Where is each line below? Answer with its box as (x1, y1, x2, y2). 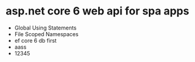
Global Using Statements (14, 24, 77, 31)
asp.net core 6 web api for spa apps (5, 4, 190, 18)
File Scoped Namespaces (14, 30, 79, 37)
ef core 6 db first (14, 37, 57, 44)
